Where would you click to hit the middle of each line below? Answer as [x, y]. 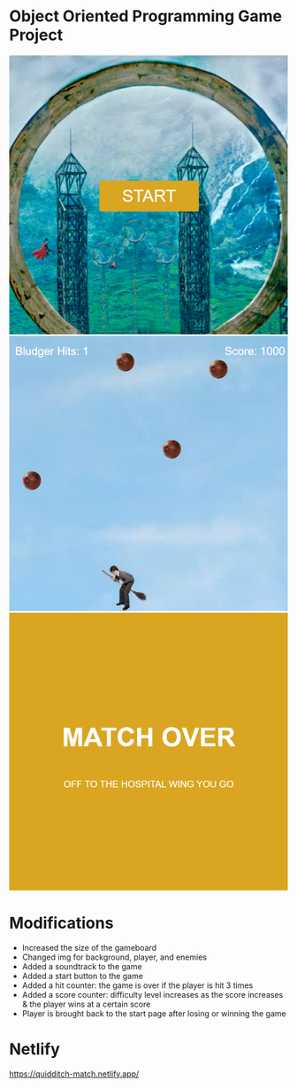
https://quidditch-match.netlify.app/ [74, 1074]
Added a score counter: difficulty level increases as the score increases [152, 994]
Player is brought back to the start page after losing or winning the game [154, 1013]
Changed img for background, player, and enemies [114, 957]
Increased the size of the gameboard [89, 947]
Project [36, 35]
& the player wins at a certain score [86, 1004]
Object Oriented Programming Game [146, 16]
